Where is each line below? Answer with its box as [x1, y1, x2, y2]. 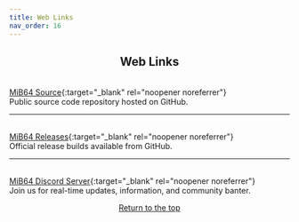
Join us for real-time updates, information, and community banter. [9, 186, 251, 196]
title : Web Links [9, 12, 74, 22]
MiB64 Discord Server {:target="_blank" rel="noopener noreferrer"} [9, 176, 256, 186]
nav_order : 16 [9, 21, 62, 30]
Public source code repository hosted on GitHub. [9, 97, 189, 107]
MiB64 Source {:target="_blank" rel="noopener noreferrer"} [9, 87, 227, 98]
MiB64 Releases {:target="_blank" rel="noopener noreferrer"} [9, 131, 234, 142]
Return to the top [118, 202, 181, 213]
